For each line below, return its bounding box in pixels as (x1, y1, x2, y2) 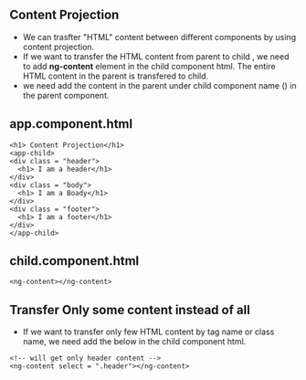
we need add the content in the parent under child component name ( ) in (22, 79, 297, 90)
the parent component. (22, 90, 110, 100)
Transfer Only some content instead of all (9, 301, 251, 318)
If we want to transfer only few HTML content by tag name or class (22, 326, 275, 337)
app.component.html (9, 116, 133, 132)
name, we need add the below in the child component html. (22, 336, 247, 347)
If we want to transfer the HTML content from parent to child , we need (22, 50, 290, 62)
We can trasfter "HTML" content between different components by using (22, 31, 297, 42)
